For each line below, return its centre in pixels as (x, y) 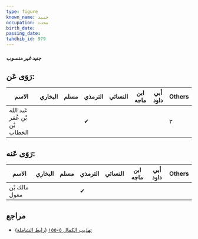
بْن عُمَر (18, 117)
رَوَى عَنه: (21, 153)
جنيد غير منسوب (24, 58)
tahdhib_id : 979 (26, 39)
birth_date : (21, 28)
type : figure (22, 12)
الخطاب (19, 132)
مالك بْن (19, 188)
